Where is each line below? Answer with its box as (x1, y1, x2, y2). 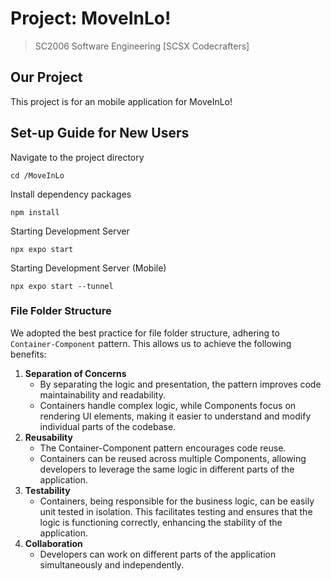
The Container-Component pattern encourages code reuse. (39, 442, 287, 454)
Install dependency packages (10, 188, 132, 200)
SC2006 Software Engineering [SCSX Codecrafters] (34, 40, 250, 52)
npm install (10, 207, 60, 217)
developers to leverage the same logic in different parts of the (39, 463, 295, 475)
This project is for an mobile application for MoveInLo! (10, 95, 233, 107)
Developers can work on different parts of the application (39, 548, 277, 560)
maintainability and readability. (39, 388, 166, 401)
